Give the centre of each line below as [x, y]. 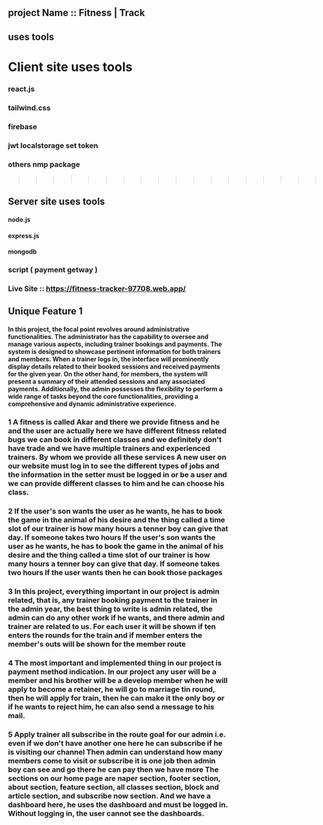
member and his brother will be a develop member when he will [118, 680]
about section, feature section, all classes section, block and [114, 787]
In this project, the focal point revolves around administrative [99, 329]
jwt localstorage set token [53, 145]
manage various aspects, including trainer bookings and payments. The [115, 344]
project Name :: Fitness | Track [77, 13]
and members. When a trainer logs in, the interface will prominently [108, 359]
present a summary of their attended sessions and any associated [107, 381]
